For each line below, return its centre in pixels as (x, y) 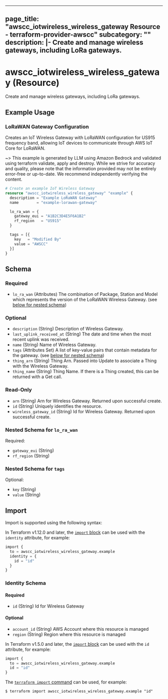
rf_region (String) (31, 455)
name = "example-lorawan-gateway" (53, 202)
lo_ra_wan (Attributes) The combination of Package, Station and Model (85, 294)
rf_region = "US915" (38, 221)
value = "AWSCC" (31, 244)
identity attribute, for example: (37, 538)
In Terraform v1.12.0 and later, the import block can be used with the (75, 532)
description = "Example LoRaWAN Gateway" (53, 198)
